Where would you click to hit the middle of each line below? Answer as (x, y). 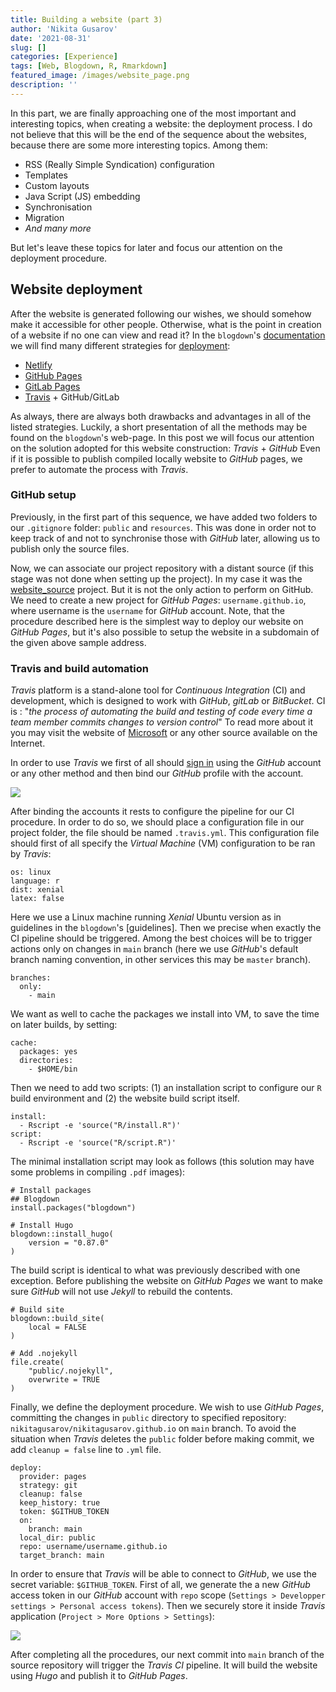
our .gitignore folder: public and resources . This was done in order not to (163, 527)
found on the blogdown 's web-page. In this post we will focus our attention (162, 437)
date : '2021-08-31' (51, 38)
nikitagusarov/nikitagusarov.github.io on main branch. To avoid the (153, 1428)
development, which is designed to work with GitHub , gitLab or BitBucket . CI (168, 701)
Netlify (38, 365)
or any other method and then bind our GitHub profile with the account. (157, 773)
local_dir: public (58, 1538)
